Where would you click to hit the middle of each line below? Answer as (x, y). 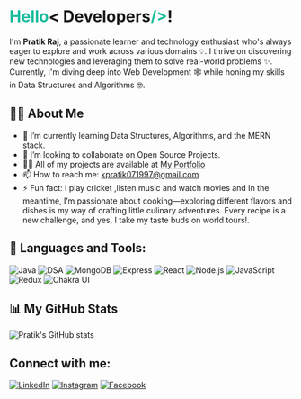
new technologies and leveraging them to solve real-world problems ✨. (141, 61)
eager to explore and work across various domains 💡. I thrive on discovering (150, 50)
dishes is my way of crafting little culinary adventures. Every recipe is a (154, 210)
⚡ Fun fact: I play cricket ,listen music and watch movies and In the (146, 187)
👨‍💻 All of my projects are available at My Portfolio (114, 164)
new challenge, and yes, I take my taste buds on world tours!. (136, 220)
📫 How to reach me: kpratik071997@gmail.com (111, 174)
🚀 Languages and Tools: (78, 248)
